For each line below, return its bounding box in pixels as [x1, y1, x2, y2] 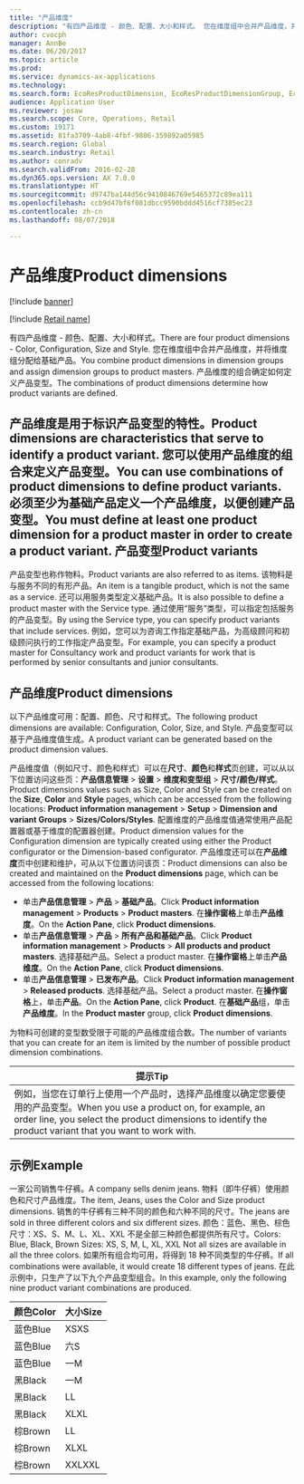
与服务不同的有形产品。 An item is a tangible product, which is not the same [9, 581, 290, 592]
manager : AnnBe [9, 38, 67, 48]
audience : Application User [9, 97, 116, 107]
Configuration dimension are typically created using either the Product [9, 835, 272, 847]
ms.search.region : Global [9, 140, 107, 149]
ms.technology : [9, 81, 67, 90]
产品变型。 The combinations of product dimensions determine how [16, 377, 269, 388]
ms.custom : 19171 [9, 123, 75, 132]
